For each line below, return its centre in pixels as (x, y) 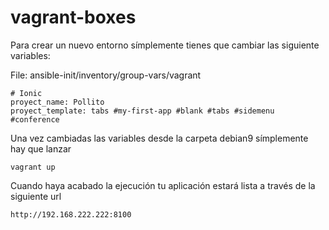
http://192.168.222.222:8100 (71, 214)
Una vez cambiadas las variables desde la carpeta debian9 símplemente (159, 138)
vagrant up (33, 167)
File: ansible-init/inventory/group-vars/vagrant (106, 75)
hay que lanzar (41, 148)
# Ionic (26, 93)
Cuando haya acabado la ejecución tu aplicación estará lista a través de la (163, 185)
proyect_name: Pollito (57, 102)
